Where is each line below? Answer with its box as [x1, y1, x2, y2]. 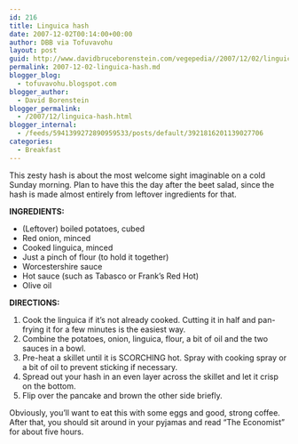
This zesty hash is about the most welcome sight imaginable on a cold [9, 170, 266, 181]
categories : [9, 137, 53, 146]
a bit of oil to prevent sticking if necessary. [21, 361, 178, 372]
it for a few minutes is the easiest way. [45, 324, 186, 335]
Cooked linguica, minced [21, 242, 114, 253]
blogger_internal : [9, 121, 77, 130]
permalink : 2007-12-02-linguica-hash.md [9, 63, 161, 72]
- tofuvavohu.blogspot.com [17, 79, 117, 88]
